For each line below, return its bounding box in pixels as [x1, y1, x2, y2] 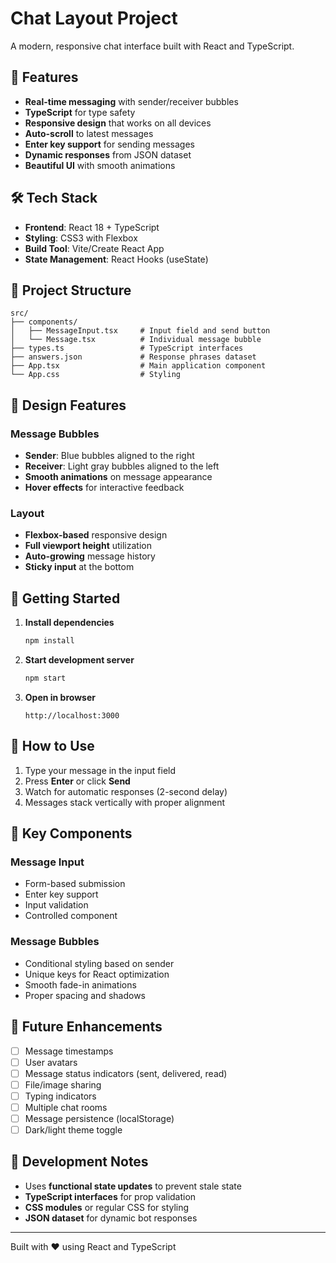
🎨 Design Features [10, 397, 127, 414]
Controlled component [24, 910, 118, 922]
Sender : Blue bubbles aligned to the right [24, 450, 195, 462]
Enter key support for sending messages [24, 138, 196, 150]
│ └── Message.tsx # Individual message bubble [10, 335, 262, 345]
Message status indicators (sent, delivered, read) [24, 1067, 228, 1079]
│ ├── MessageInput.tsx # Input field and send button [10, 326, 271, 336]
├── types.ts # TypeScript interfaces [10, 343, 244, 354]
